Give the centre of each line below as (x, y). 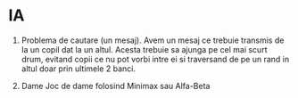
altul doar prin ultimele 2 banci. (78, 69)
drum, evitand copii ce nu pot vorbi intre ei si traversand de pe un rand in (155, 59)
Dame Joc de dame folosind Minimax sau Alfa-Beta (116, 86)
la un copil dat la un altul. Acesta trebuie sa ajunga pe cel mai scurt (144, 49)
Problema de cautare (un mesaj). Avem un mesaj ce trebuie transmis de (153, 40)
